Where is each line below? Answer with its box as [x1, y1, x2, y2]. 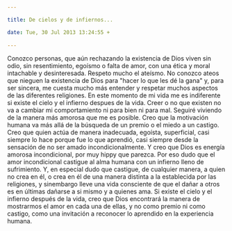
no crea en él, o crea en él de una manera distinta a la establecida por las [7, 173, 217, 181]
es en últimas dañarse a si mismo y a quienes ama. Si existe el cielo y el [7, 187, 213, 196]
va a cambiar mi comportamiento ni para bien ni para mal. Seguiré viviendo [7, 106, 222, 115]
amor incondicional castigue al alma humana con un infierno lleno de [7, 158, 204, 166]
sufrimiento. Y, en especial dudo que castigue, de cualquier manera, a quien [7, 165, 226, 174]
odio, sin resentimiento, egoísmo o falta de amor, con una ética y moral [7, 62, 210, 70]
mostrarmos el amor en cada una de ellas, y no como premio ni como [7, 202, 206, 211]
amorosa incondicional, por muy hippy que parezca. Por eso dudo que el [7, 150, 215, 159]
